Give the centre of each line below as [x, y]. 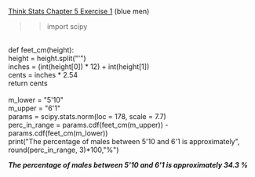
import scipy [67, 26]
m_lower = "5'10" [36, 100]
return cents [28, 83]
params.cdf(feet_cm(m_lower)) [58, 133]
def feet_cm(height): [41, 50]
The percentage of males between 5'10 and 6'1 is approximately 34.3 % [128, 165]
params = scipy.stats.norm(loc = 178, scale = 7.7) [87, 116]
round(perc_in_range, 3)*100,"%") [64, 150]
